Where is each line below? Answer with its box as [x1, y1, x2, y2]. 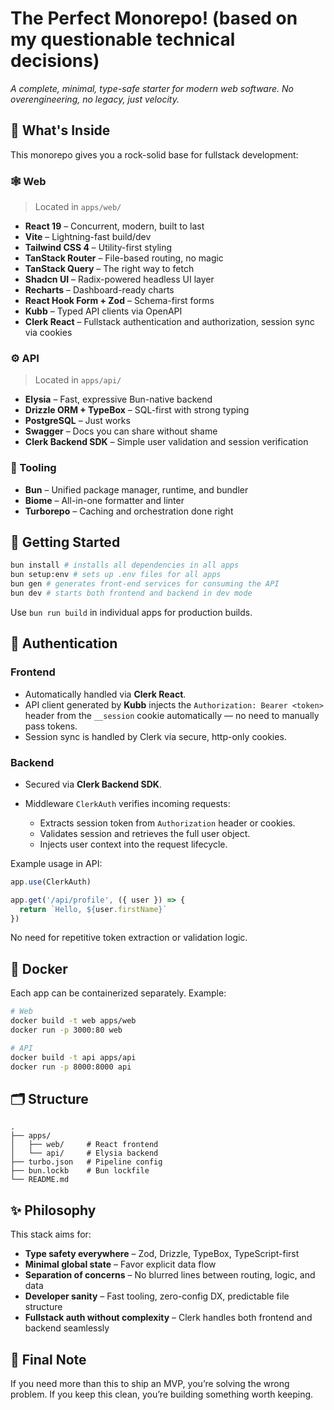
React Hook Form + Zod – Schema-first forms [24, 295, 215, 307]
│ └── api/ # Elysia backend [10, 1148, 159, 1159]
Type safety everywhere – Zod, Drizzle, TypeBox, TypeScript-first [24, 1248, 300, 1260]
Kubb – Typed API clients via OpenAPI [24, 305, 183, 317]
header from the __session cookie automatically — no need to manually [24, 709, 320, 721]
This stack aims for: [10, 1228, 92, 1241]
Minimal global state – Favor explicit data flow [24, 1258, 217, 1271]
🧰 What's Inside [10, 122, 111, 139]
